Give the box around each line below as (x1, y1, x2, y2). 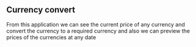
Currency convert (6, 5, 75, 15)
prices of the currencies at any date (6, 33, 96, 41)
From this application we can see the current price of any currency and (6, 20, 185, 28)
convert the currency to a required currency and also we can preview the (6, 27, 191, 34)
